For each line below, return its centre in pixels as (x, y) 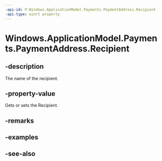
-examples (22, 137)
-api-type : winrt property (32, 14)
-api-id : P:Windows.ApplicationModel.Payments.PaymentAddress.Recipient (81, 10)
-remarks (20, 121)
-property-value (30, 93)
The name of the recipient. (32, 78)
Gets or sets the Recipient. (32, 105)
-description (24, 67)
